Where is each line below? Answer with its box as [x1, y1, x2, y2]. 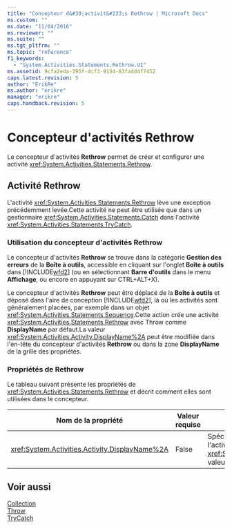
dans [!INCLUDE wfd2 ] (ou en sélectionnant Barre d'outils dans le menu [7, 267, 211, 276]
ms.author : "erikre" [7, 87, 67, 94]
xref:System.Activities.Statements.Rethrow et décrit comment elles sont [7, 387, 212, 396]
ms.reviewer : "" [7, 29, 54, 37]
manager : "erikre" [7, 94, 60, 101]
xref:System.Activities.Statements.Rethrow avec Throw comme [7, 318, 187, 326]
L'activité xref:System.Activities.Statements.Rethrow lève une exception [7, 198, 211, 206]
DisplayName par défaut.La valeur [7, 325, 106, 334]
